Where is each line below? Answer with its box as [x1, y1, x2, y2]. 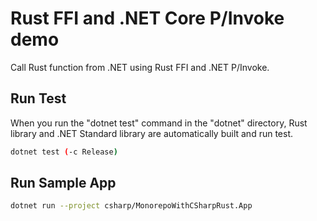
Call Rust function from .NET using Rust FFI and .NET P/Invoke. [10, 61, 270, 73]
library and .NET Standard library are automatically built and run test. [10, 127, 294, 139]
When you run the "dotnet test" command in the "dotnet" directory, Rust [10, 117, 308, 129]
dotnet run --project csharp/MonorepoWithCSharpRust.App [10, 201, 253, 211]
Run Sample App [10, 175, 117, 192]
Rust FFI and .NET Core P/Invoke [10, 7, 285, 30]
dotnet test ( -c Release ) [10, 147, 118, 157]
